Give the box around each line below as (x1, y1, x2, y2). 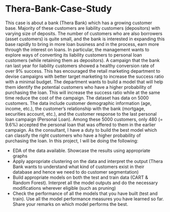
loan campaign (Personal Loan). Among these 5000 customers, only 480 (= (5, 116, 163, 122)
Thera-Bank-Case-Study (5, 3, 112, 15)
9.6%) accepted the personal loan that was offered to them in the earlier (5, 122, 156, 128)
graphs (12, 152, 28, 159)
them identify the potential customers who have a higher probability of (5, 84, 152, 90)
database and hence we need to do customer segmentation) (12, 169, 139, 175)
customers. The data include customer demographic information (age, (5, 100, 152, 106)
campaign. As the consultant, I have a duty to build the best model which (5, 127, 157, 133)
